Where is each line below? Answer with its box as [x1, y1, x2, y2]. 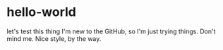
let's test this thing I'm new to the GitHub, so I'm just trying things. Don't [6, 27, 216, 35]
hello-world [6, 4, 77, 20]
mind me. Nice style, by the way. [6, 34, 102, 42]
